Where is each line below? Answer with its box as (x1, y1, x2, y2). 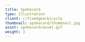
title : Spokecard (5, 7, 41, 12)
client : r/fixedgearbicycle (5, 16, 63, 21)
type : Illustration (5, 12, 45, 16)
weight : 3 (5, 29, 26, 34)
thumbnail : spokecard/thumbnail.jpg (5, 20, 80, 26)
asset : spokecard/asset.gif (5, 25, 63, 30)
